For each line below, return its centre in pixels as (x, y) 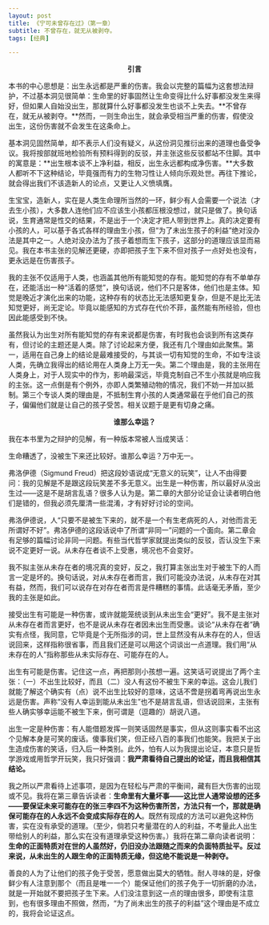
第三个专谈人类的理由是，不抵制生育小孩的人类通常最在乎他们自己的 (134, 395)
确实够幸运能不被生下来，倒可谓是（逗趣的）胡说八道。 (113, 712)
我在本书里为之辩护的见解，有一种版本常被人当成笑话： (99, 439)
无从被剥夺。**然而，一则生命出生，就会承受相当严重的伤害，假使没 (142, 116)
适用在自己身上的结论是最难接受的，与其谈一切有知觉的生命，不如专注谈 (141, 355)
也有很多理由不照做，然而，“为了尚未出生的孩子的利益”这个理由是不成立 (141, 903)
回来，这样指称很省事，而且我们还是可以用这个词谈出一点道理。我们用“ (132, 645)
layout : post (30, 16)
